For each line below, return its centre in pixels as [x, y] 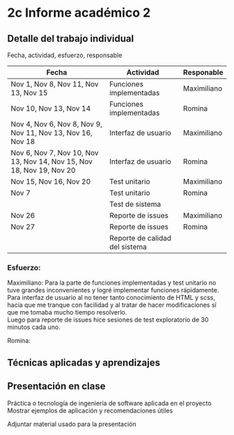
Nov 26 [23, 215]
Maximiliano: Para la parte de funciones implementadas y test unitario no [112, 283]
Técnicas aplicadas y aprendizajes [84, 362]
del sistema [128, 247]
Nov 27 [23, 227]
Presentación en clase [56, 387]
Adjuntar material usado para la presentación [72, 424]
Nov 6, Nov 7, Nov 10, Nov [55, 153]
